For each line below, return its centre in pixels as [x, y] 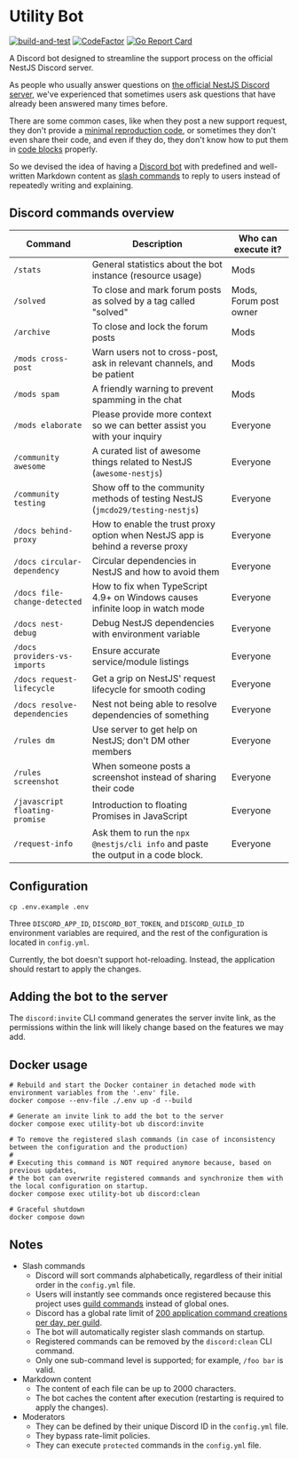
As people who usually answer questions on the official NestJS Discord [140, 84]
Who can [258, 238]
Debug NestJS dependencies [153, 622]
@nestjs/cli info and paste [150, 844]
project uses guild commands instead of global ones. [132, 1304]
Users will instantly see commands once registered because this [153, 1294]
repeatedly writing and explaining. [71, 185]
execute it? [258, 249]
